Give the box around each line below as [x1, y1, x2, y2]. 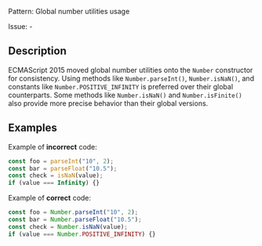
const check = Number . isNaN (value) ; [8, 222, 128, 230]
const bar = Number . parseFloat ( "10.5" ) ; [8, 215, 143, 223]
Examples [8, 121, 57, 135]
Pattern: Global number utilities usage [8, 7, 130, 16]
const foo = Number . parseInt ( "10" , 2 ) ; [8, 208, 139, 216]
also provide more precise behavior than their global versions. [8, 98, 209, 108]
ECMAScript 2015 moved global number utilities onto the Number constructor [8, 65, 253, 74]
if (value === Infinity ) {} [8, 179, 100, 187]
